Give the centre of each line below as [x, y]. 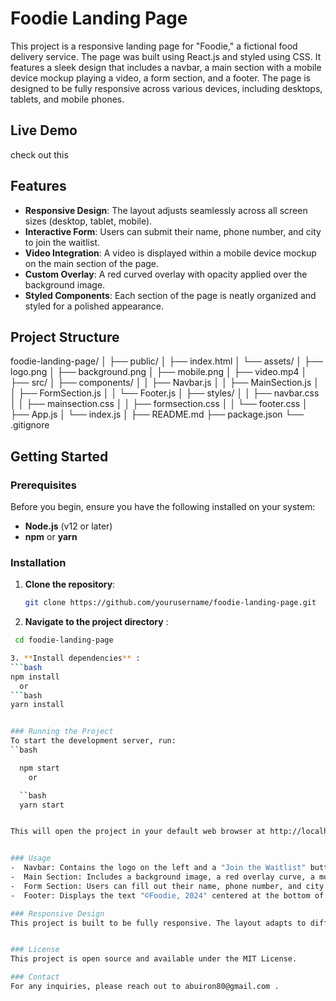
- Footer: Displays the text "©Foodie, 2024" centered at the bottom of [167, 895]
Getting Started [59, 456]
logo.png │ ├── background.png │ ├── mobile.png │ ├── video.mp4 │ [159, 372]
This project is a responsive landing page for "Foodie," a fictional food [154, 46]
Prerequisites [43, 485]
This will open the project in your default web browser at [138, 832]
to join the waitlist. [62, 242]
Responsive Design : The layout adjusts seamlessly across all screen [166, 210]
